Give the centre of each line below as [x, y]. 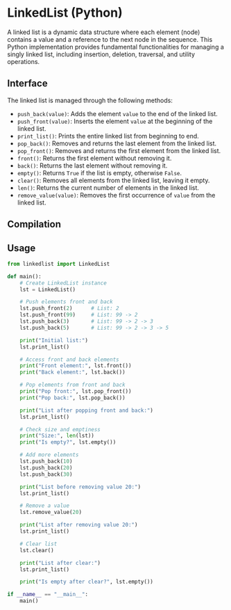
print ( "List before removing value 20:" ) [80, 487]
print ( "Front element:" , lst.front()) [76, 366]
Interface [27, 84]
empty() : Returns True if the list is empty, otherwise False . [100, 172]
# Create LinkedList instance [63, 283]
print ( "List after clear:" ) [60, 563]
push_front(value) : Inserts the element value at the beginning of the [115, 121]
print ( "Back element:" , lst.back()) [73, 372]
